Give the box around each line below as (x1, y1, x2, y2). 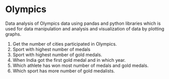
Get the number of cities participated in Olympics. (12, 41, 117, 47)
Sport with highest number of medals (12, 46, 90, 52)
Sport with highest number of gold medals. (12, 52, 103, 58)
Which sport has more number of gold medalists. (12, 67, 115, 74)
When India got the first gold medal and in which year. (12, 57, 126, 63)
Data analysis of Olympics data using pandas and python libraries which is (5, 20, 161, 26)
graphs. (5, 31, 21, 37)
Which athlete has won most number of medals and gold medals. (12, 62, 149, 68)
